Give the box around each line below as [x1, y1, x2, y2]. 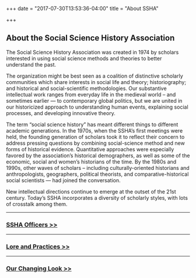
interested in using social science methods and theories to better [6, 55, 162, 62]
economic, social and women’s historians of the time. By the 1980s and [6, 158, 177, 165]
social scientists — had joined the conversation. [6, 176, 121, 183]
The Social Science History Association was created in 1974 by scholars [6, 48, 179, 55]
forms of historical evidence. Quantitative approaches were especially [6, 145, 174, 152]
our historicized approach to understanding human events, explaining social [6, 103, 188, 110]
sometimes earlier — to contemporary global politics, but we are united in [6, 97, 183, 104]
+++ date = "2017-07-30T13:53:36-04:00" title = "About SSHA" [6, 5, 159, 12]
